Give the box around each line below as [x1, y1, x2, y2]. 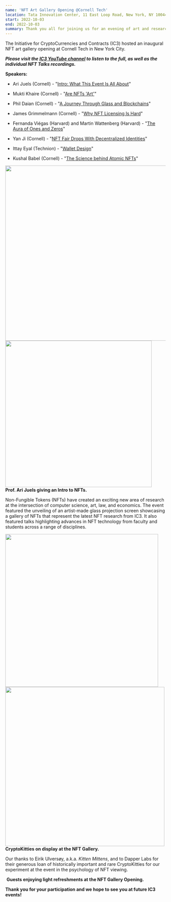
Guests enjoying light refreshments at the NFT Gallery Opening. [6, 877, 144, 883]
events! [5, 892, 22, 898]
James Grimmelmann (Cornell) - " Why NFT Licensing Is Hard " [12, 111, 143, 117]
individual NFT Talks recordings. [5, 61, 76, 67]
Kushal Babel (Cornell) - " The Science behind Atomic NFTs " [12, 155, 138, 162]
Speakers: [5, 71, 27, 77]
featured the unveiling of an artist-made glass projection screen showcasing [5, 508, 165, 514]
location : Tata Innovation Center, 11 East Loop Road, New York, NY [5, 12, 154, 17]
